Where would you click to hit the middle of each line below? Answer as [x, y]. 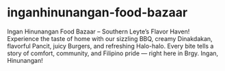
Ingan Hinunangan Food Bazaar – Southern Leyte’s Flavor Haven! [98, 31]
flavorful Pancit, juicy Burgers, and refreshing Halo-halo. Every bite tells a [110, 46]
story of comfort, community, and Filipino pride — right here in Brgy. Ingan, [113, 53]
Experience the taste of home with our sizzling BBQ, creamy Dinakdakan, [110, 38]
